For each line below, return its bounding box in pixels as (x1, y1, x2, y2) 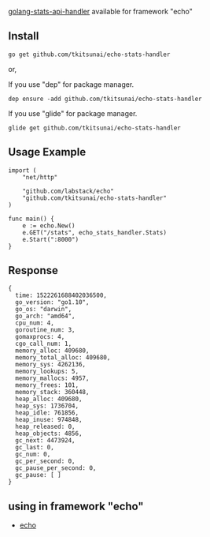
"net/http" (22, 173, 58, 181)
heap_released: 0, (15, 422, 76, 431)
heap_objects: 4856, (15, 430, 83, 437)
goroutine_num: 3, (15, 326, 76, 334)
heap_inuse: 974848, (15, 416, 83, 424)
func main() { (8, 215, 55, 223)
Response (8, 264, 59, 277)
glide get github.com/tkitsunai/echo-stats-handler (8, 124, 181, 132)
